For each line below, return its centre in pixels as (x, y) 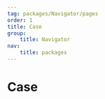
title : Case (24, 26)
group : (17, 33)
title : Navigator (45, 40)
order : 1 (20, 20)
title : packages (44, 53)
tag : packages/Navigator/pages (53, 14)
